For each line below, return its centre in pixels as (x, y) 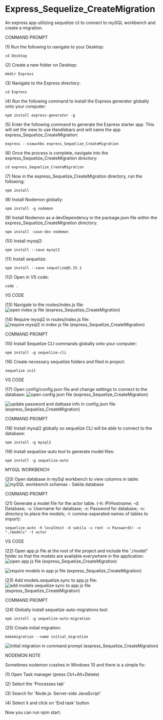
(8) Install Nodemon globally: (34, 199)
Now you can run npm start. (33, 712)
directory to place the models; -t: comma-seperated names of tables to (77, 514)
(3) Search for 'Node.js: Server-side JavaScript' (53, 693)
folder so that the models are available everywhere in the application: (74, 556)
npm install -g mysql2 (28, 442)
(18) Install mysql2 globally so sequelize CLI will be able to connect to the (79, 428)
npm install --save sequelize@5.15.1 (43, 268)
